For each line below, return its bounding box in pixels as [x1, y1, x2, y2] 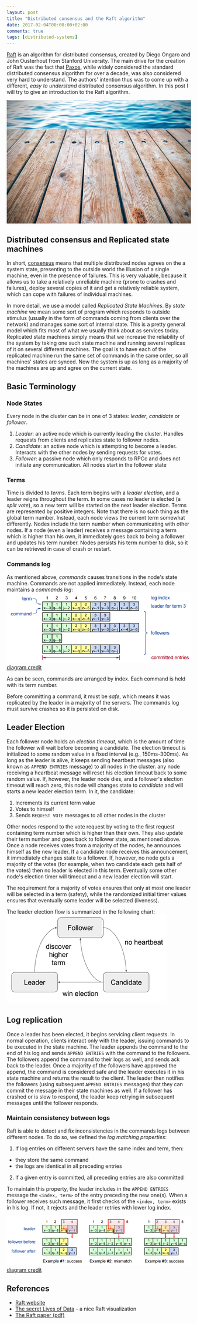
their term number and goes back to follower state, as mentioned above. [6, 835, 181, 843]
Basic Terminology [6, 382, 77, 392]
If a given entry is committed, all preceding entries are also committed [15, 1174, 184, 1181]
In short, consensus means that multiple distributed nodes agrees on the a [6, 260, 186, 267]
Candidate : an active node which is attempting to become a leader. [15, 443, 177, 450]
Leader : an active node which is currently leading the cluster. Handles [15, 430, 184, 437]
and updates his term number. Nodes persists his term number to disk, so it [6, 539, 188, 546]
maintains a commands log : [6, 586, 74, 593]
